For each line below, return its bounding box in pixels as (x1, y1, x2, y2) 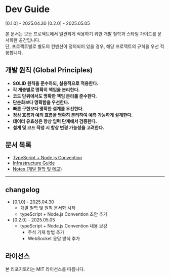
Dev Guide (5, 4, 50, 15)
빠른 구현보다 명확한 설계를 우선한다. (12, 105, 84, 112)
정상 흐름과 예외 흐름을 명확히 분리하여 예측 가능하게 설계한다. (12, 112, 133, 118)
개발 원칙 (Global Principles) (5, 66, 93, 74)
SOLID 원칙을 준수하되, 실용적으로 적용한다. (12, 80, 99, 86)
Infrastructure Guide (12, 160, 55, 166)
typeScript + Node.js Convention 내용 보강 (20, 223, 108, 229)
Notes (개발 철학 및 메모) (12, 166, 62, 172)
